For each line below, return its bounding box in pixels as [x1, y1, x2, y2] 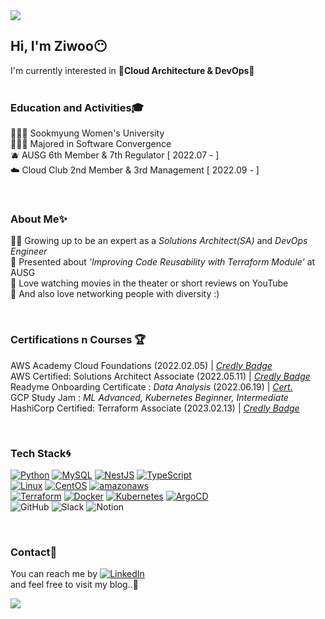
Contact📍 [10, 545, 58, 559]
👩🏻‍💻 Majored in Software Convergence [10, 138, 172, 150]
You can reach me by [10, 568, 98, 580]
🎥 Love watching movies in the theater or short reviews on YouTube [10, 277, 289, 289]
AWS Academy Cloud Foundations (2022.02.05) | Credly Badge [10, 359, 273, 371]
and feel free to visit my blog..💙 [10, 579, 139, 591]
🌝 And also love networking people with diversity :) [10, 288, 220, 300]
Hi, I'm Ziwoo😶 [10, 38, 108, 55]
